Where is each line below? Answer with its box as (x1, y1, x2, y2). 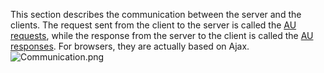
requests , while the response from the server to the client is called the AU (10, 30, 314, 41)
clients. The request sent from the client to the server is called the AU (10, 19, 297, 31)
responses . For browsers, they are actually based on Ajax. (10, 40, 250, 52)
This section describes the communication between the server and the (10, 9, 302, 20)
